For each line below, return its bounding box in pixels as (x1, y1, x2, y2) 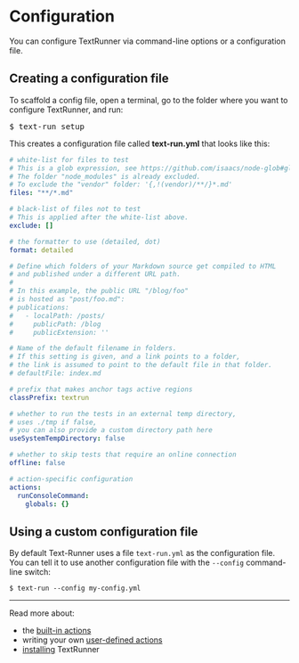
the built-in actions (21, 626, 92, 636)
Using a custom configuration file (9, 524, 198, 539)
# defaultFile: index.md (9, 369, 101, 378)
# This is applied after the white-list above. (9, 213, 190, 222)
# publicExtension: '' (9, 328, 109, 337)
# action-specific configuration (9, 474, 133, 483)
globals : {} (25, 499, 69, 509)
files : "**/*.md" (9, 189, 74, 198)
